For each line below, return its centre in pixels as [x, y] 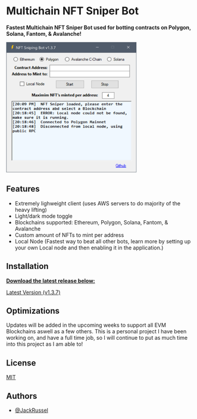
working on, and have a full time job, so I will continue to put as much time [97, 338]
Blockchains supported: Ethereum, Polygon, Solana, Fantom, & [91, 222]
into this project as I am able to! [45, 344]
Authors [22, 396]
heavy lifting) [31, 209]
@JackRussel [32, 410]
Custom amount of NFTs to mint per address [69, 235]
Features [23, 189]
